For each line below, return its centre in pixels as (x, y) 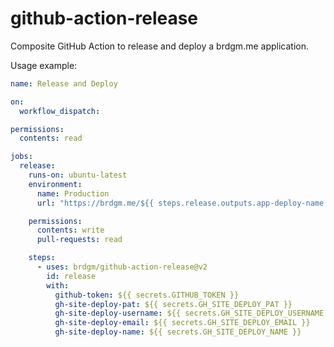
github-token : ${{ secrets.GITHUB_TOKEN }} (147, 295)
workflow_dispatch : (60, 111)
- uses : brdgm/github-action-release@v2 (122, 267)
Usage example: (44, 65)
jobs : (21, 157)
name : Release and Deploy (64, 83)
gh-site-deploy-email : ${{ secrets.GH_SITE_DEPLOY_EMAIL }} (182, 323)
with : (58, 285)
